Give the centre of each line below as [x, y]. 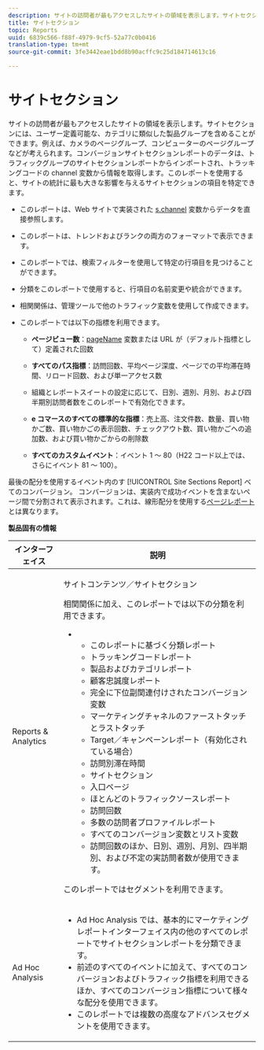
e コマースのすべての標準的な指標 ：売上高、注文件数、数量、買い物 [140, 419]
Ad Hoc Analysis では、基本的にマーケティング [163, 919]
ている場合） [114, 751]
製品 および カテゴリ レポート [141, 668]
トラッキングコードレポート [141, 656]
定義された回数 [70, 349]
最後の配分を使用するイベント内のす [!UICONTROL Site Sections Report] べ [130, 482]
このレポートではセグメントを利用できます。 [145, 889]
